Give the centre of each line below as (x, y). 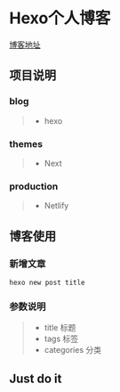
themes (26, 143)
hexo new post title (48, 282)
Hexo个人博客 (60, 18)
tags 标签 (61, 339)
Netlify (56, 206)
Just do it (36, 378)
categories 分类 (73, 350)
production (34, 186)
